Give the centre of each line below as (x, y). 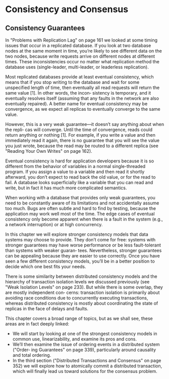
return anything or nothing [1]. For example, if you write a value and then (80, 135)
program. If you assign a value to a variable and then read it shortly (75, 172)
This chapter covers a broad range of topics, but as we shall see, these (79, 318)
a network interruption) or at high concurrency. (54, 224)
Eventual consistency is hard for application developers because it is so (80, 161)
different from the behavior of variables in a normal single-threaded (75, 166)
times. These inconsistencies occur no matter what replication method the (82, 61)
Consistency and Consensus (67, 9)
